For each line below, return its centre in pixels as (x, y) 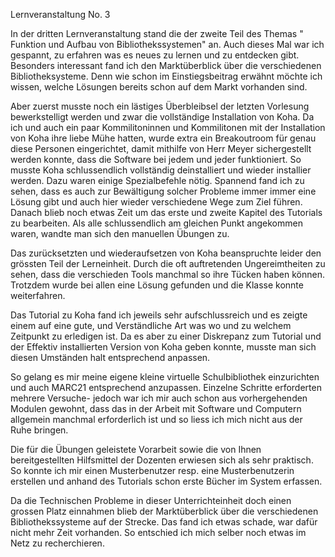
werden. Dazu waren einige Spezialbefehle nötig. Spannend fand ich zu (157, 180)
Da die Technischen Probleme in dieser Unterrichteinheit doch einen (151, 500)
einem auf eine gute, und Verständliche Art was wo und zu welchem (151, 325)
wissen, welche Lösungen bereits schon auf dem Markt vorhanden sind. (159, 87)
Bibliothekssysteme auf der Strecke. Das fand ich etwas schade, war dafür (164, 522)
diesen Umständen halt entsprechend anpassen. (110, 357)
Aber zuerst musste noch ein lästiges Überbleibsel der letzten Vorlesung (160, 106)
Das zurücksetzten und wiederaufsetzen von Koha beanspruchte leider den (166, 253)
